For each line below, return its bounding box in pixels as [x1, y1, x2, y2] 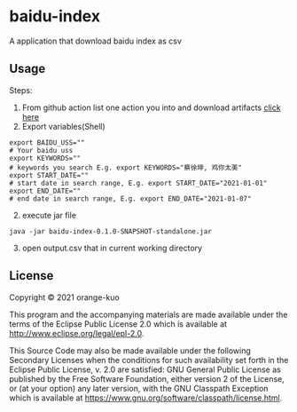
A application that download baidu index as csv [9, 36, 182, 46]
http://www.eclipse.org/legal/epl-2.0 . [9, 328, 145, 338]
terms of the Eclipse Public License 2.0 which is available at [9, 318, 228, 329]
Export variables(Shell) [21, 121, 106, 131]
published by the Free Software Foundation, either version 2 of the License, [9, 373, 285, 384]
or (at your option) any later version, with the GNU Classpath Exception [9, 383, 269, 393]
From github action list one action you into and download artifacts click [21, 102, 281, 113]
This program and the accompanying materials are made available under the [9, 309, 288, 320]
